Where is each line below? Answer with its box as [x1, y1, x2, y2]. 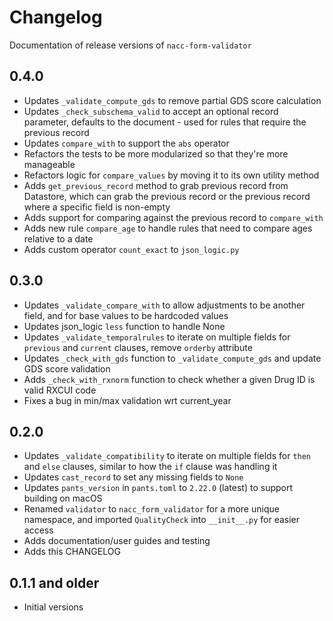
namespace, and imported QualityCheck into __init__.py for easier [23, 514, 301, 526]
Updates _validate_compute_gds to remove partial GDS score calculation [23, 94, 322, 106]
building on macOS [23, 492, 103, 505]
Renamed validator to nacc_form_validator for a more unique [23, 503, 280, 515]
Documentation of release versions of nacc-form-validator [9, 39, 252, 51]
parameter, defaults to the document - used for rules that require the [23, 116, 307, 128]
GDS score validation [23, 362, 111, 375]
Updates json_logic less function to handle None [23, 320, 226, 332]
